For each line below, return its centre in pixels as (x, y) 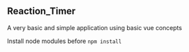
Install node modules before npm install (65, 41)
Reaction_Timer (41, 11)
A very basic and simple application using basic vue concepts (94, 27)
